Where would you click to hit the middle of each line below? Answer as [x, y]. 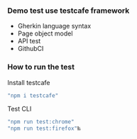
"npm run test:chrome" [41, 122]
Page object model [45, 33]
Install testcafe [29, 82]
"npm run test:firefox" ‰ [44, 129]
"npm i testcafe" [33, 95]
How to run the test [41, 67]
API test [29, 41]
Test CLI [20, 109]
